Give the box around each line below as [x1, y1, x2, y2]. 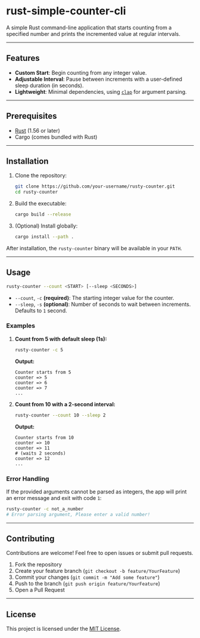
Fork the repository [14, 561, 62, 568]
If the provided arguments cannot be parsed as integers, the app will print [6, 488, 187, 495]
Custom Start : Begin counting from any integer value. [14, 69, 147, 76]
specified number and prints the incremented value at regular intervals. [6, 30, 180, 37]
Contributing [6, 533, 55, 544]
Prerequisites [6, 111, 57, 121]
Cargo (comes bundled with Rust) [14, 133, 98, 140]
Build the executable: [14, 200, 67, 207]
